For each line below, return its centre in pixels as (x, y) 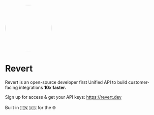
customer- (139, 82)
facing (12, 87)
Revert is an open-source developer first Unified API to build (66, 82)
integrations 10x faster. (43, 87)
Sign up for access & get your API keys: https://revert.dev (63, 97)
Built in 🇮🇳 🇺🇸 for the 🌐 (31, 107)
